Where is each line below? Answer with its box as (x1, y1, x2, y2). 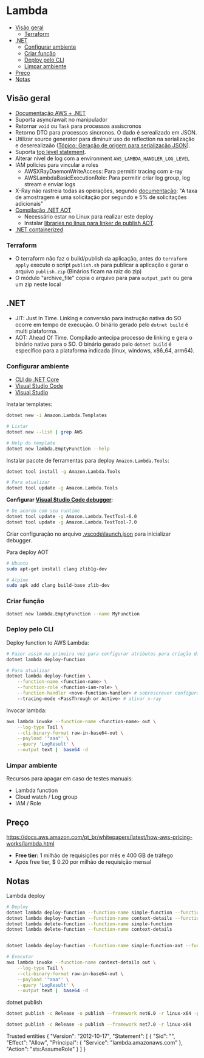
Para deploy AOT (6, 548, 49, 556)
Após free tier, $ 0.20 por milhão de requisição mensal (15, 858, 152, 866)
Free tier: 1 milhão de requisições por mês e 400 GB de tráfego (15, 852, 174, 859)
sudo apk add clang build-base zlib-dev (6, 583, 110, 589)
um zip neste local (15, 281, 61, 288)
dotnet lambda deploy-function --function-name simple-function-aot (6, 943, 183, 949)
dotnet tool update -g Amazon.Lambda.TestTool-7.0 (6, 519, 137, 525)
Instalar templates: (6, 401, 53, 408)
